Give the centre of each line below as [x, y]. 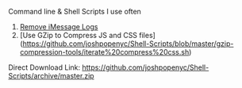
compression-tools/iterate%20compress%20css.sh [104, 52]
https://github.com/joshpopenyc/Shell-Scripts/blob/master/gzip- [128, 44]
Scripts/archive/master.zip [51, 76]
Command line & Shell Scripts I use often [75, 11]
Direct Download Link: [44, 67]
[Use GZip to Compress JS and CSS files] [88, 35]
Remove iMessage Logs [59, 27]
